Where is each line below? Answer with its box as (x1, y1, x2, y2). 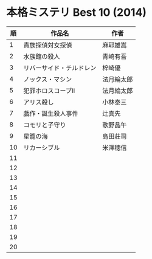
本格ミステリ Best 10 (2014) (6, 5, 147, 19)
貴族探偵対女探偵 (23, 41, 72, 49)
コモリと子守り (23, 120, 66, 129)
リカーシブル (23, 143, 60, 152)
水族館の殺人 (23, 52, 60, 61)
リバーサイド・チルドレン (23, 63, 97, 72)
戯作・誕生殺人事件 (23, 109, 78, 117)
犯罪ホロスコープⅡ (23, 86, 75, 95)
